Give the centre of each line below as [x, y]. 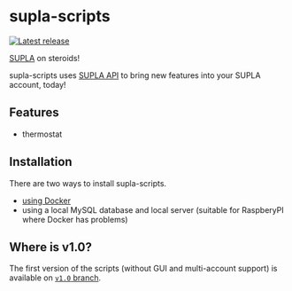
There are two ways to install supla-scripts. [88, 183]
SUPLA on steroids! [45, 58]
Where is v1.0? [51, 247]
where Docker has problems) [75, 219]
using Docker [46, 201]
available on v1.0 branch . [55, 278]
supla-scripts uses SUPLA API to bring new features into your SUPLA [135, 75]
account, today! [38, 84]
